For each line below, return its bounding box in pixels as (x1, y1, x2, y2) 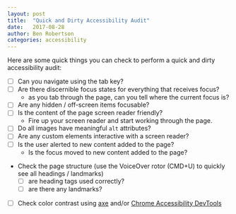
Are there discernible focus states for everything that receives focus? (17, 85, 220, 94)
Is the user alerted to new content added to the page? (17, 140, 175, 148)
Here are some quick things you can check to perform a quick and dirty (7, 56, 216, 64)
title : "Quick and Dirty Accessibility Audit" (7, 17, 151, 24)
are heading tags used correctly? (28, 177, 125, 185)
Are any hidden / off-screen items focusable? (17, 100, 150, 109)
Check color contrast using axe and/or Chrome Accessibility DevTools (17, 198, 222, 207)
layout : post (7, 10, 46, 18)
